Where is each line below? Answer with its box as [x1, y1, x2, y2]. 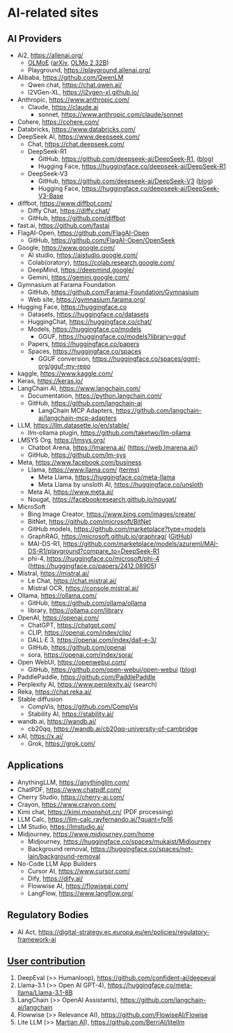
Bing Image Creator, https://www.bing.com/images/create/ [27, 510, 196, 518]
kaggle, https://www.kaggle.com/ [17, 369, 113, 378]
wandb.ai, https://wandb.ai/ [17, 717, 97, 725]
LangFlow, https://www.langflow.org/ [27, 889, 134, 897]
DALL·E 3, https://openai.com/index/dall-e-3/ [27, 636, 157, 644]
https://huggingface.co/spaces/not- [90, 844, 193, 853]
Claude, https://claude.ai [27, 103, 99, 111]
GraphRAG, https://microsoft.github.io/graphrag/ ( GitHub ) [27, 532, 193, 541]
